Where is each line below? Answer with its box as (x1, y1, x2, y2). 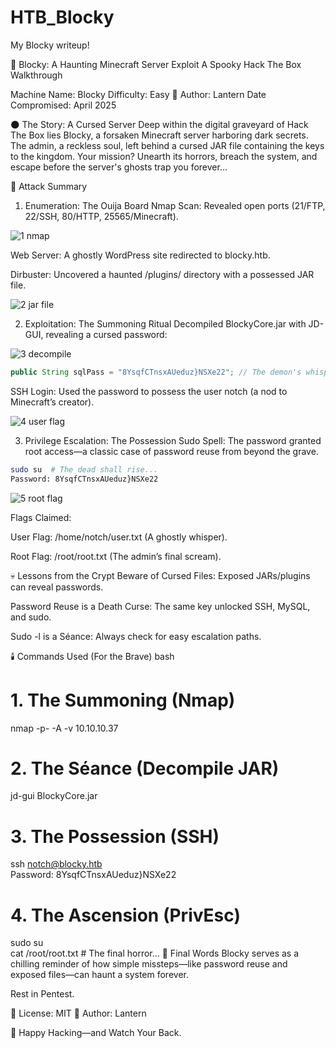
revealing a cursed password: (45, 328, 168, 340)
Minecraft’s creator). (10, 396, 95, 408)
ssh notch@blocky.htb (10, 858, 103, 870)
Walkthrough (10, 69, 63, 81)
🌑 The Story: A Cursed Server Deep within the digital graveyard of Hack (10, 118, 309, 130)
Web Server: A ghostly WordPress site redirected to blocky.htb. (10, 249, 271, 261)
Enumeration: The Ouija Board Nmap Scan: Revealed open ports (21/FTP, (24, 199, 326, 211)
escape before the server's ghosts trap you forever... (10, 161, 228, 173)
